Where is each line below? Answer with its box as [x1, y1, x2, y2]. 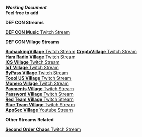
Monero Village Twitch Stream [5, 80, 69, 86]
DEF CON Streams [5, 20, 44, 25]
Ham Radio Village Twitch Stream [5, 54, 76, 60]
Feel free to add [5, 10, 39, 16]
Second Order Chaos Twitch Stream [5, 126, 81, 132]
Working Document [5, 5, 47, 10]
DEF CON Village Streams [5, 39, 60, 45]
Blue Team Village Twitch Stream [5, 102, 75, 107]
